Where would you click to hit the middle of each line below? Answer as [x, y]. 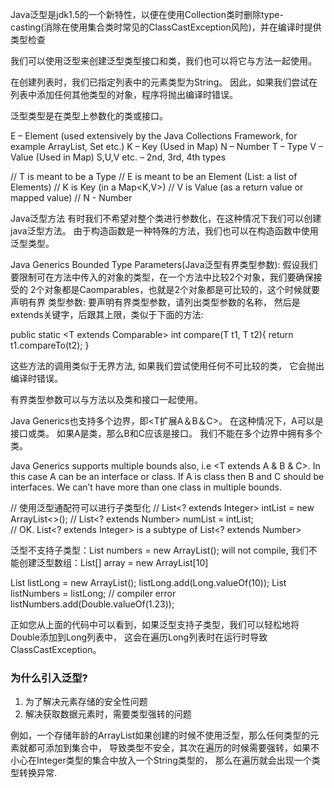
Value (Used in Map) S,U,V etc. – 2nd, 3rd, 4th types [118, 157]
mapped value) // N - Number [71, 197]
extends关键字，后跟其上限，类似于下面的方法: [107, 314]
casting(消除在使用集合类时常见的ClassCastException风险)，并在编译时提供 [166, 27]
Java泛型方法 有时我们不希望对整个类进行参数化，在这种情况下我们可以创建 [166, 218]
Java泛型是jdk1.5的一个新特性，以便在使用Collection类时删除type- [147, 14]
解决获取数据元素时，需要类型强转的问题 [108, 714]
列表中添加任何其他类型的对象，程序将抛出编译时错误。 [124, 94]
